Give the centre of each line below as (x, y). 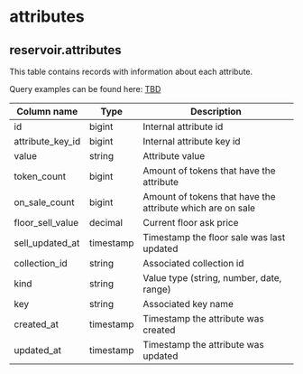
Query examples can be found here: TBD (85, 89)
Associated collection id (193, 263)
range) (157, 289)
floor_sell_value (46, 223)
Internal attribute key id (192, 141)
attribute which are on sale (199, 208)
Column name (47, 112)
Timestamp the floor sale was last (214, 237)
